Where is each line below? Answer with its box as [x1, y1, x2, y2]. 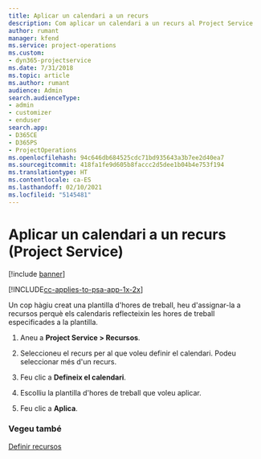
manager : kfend [8, 34, 59, 43]
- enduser [8, 116, 42, 124]
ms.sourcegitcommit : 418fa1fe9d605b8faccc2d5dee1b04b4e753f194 [8, 161, 225, 169]
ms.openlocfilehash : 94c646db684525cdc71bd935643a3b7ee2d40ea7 [8, 153, 225, 161]
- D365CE [8, 131, 38, 139]
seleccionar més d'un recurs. [19, 356, 117, 366]
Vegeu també [8, 423, 62, 434]
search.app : [8, 124, 48, 132]
